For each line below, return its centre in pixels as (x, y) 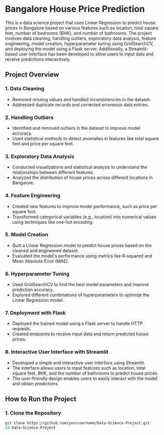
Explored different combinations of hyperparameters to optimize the (81, 295)
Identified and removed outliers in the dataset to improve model (76, 128)
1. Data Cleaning (25, 88)
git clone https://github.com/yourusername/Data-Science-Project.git (78, 423)
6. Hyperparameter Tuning (37, 274)
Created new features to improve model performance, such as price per (85, 206)
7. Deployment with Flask (35, 313)
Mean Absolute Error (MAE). (41, 261)
